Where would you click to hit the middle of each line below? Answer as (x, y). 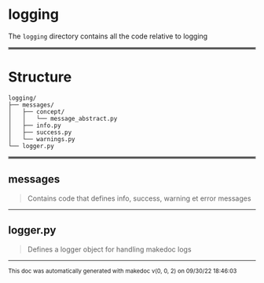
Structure (40, 77)
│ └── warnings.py (42, 139)
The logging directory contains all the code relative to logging (108, 36)
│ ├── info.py (35, 125)
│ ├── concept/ (37, 111)
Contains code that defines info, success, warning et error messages (139, 198)
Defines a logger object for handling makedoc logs (109, 249)
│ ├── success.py (40, 132)
